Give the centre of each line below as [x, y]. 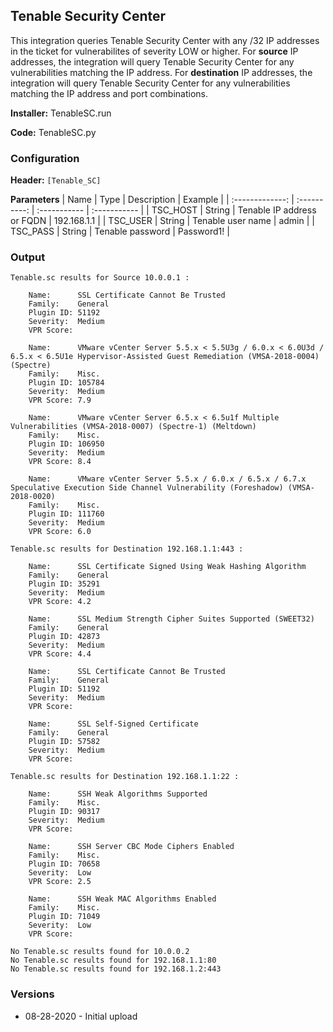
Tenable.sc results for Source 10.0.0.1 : [100, 278]
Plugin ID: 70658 [64, 864]
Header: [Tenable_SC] [56, 180]
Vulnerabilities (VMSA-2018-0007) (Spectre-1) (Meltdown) [133, 427]
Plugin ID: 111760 [66, 514]
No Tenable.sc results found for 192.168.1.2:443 [116, 969]
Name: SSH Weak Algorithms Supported [118, 794]
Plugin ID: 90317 [64, 812]
